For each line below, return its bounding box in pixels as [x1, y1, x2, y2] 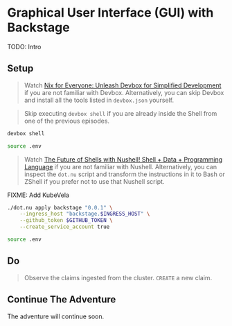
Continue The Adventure [7, 293, 116, 306]
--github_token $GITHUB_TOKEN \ [19, 217, 113, 224]
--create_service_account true [19, 223, 110, 230]
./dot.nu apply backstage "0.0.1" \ [7, 204, 113, 211]
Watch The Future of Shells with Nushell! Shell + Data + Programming [24, 155, 223, 164]
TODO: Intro [7, 42, 42, 51]
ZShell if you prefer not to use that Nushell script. [24, 177, 165, 185]
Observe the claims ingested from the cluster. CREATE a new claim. [24, 273, 213, 282]
